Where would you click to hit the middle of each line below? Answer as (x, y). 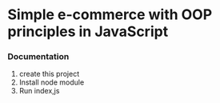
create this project (49, 74)
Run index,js (39, 91)
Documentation (38, 57)
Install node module (52, 82)
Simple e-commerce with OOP (110, 15)
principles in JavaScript (88, 32)
